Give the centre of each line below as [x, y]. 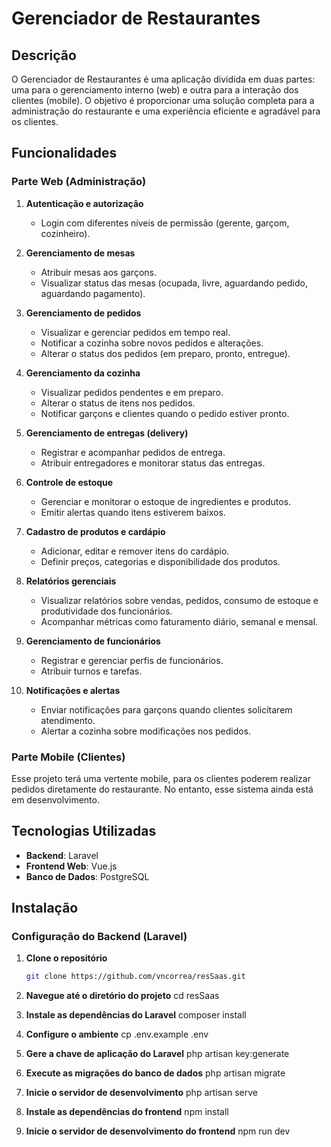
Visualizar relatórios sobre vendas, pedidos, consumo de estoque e [179, 600]
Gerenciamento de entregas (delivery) [107, 433]
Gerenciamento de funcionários [93, 641]
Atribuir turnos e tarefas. [91, 671]
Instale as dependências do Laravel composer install [136, 1015]
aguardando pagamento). [93, 293]
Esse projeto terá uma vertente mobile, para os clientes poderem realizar [161, 778]
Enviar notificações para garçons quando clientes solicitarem [166, 709]
